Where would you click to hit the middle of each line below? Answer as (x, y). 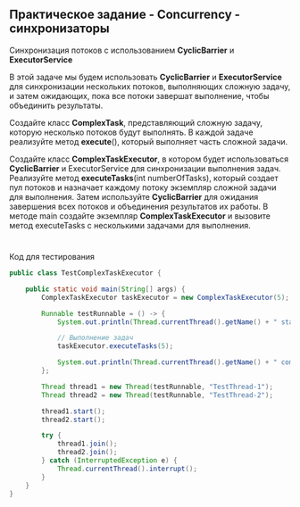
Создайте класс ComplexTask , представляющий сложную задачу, (136, 122)
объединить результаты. (56, 105)
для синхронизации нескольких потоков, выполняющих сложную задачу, (150, 86)
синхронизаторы (59, 29)
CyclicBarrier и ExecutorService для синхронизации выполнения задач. (145, 168)
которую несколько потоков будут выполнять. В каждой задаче (131, 132)
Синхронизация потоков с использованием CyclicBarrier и (122, 50)
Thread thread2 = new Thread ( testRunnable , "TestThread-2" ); (158, 395)
